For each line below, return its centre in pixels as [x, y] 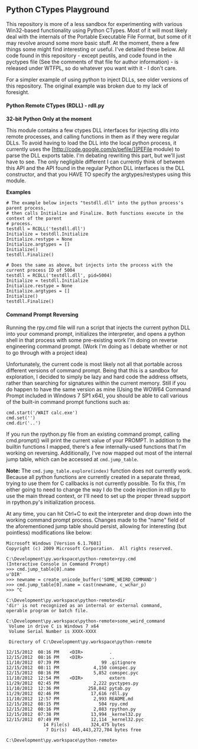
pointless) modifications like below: [49, 533]
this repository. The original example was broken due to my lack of [87, 86]
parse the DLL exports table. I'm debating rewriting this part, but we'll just [95, 156]
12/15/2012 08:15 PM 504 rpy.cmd [67, 704]
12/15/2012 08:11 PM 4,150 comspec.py [71, 668]
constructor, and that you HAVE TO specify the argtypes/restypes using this [98, 175]
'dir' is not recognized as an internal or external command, [84, 606]
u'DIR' [14, 575]
